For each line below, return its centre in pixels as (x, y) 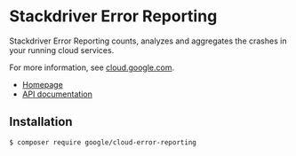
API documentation (57, 94)
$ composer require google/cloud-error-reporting (103, 142)
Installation (41, 122)
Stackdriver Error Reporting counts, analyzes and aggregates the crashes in (148, 41)
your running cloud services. (62, 50)
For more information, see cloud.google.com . (92, 67)
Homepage (43, 84)
